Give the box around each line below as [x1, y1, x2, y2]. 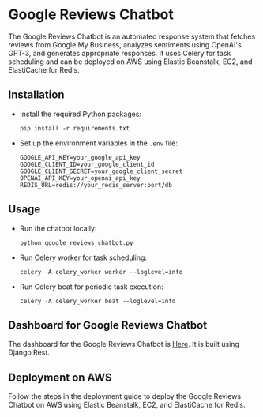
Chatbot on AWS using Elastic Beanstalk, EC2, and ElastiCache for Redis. [8, 400, 246, 410]
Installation [8, 88, 65, 102]
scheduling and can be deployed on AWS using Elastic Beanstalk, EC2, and [8, 57, 253, 66]
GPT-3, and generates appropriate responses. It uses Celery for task [8, 48, 231, 58]
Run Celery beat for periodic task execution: [19, 282, 163, 291]
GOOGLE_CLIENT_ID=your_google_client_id [19, 160, 155, 168]
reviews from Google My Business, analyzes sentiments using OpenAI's [8, 39, 242, 49]
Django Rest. [8, 347, 50, 357]
